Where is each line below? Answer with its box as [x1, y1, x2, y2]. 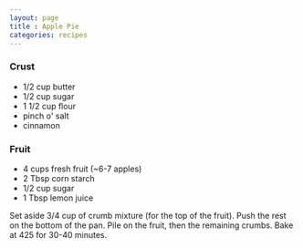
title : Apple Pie [9, 22, 79, 31]
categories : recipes [9, 30, 89, 39]
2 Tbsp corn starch [22, 172, 96, 183]
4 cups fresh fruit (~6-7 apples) [22, 163, 142, 174]
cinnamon [22, 119, 61, 130]
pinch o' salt [22, 110, 69, 121]
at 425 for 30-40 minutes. [9, 229, 108, 240]
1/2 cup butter [22, 81, 76, 92]
